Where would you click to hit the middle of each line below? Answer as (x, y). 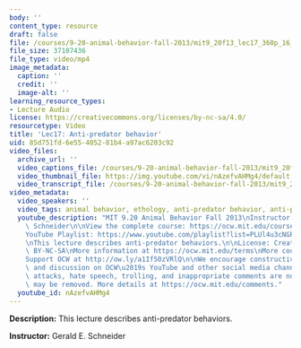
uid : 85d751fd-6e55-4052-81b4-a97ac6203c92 (92, 143)
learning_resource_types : (57, 101)
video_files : (34, 151)
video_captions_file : (58, 168)
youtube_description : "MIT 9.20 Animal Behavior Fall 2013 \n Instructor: (156, 217)
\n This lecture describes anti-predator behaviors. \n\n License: (148, 243)
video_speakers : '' (54, 201)
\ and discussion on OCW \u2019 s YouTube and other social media (148, 268)
